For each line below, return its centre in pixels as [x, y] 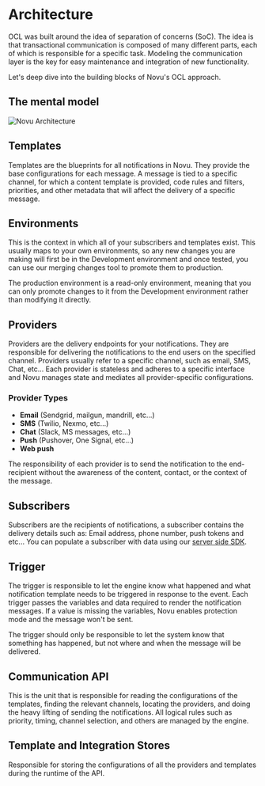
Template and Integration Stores [89, 746]
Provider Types [38, 398]
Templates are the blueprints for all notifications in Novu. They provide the [129, 165]
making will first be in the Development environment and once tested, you [129, 260]
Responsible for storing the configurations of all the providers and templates [132, 765]
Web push [37, 449]
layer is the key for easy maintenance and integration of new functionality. [129, 62]
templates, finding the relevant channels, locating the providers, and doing [129, 704]
